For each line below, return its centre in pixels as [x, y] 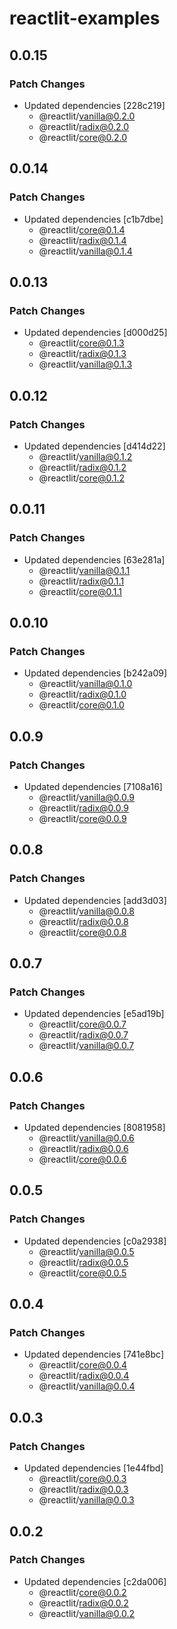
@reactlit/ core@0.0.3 [82, 1479]
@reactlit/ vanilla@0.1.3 [85, 364]
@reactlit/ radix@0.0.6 [83, 1149]
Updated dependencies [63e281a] [94, 559]
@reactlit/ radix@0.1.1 [81, 581]
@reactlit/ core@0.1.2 [81, 478]
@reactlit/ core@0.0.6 [82, 1159]
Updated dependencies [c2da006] [95, 1581]
